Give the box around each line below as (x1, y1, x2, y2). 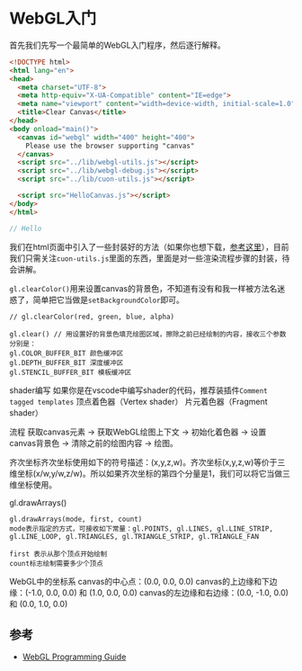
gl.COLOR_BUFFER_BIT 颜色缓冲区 (9, 348, 124, 358)
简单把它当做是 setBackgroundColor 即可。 (32, 294, 184, 305)
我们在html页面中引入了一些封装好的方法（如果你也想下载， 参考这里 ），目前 (9, 241, 289, 252)
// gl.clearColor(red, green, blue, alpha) (9, 312, 175, 321)
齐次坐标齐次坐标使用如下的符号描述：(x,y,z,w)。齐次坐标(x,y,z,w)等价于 (9, 456, 278, 468)
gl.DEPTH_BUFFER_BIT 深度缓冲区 (9, 358, 124, 367)
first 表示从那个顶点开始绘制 (9, 550, 108, 559)
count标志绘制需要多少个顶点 (9, 559, 103, 568)
